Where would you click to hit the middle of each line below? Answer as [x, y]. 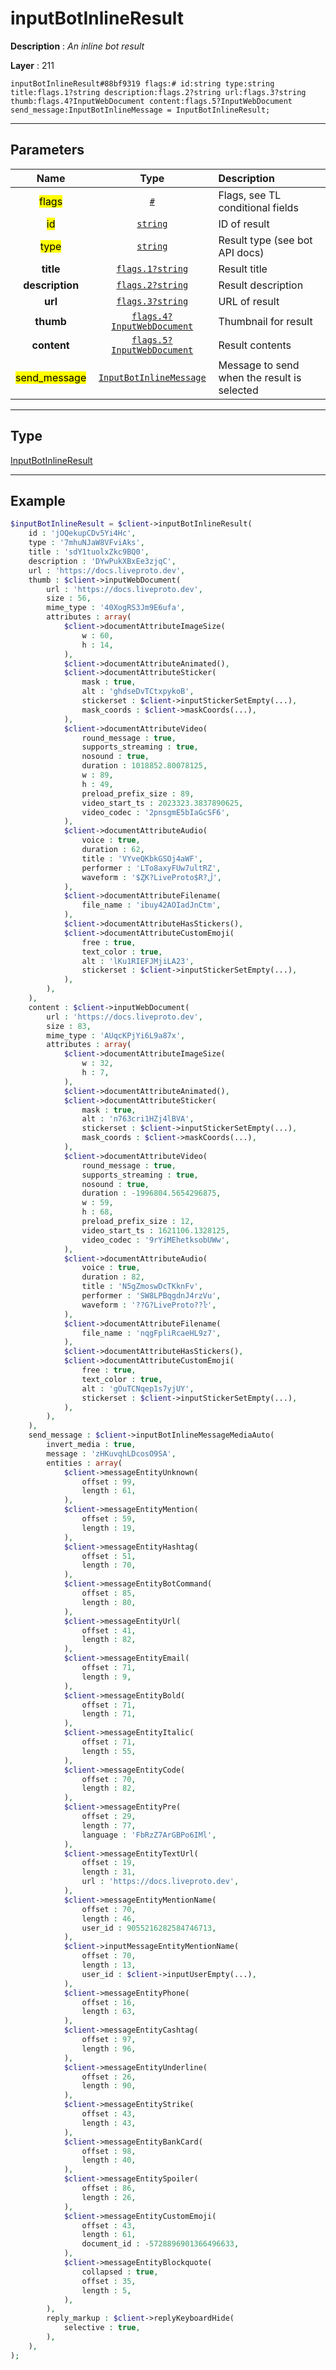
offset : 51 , [109, 1556]
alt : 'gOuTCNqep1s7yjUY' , [138, 1388]
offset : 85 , [109, 1593]
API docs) [241, 252]
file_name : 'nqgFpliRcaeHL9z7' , [151, 1333]
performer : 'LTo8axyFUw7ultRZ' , [151, 868]
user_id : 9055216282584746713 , [149, 1928]
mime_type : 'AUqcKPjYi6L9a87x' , [116, 1035]
